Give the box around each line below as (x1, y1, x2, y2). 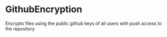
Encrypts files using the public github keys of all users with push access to (5, 20, 162, 26)
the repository (5, 25, 35, 31)
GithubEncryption (5, 4, 82, 15)
